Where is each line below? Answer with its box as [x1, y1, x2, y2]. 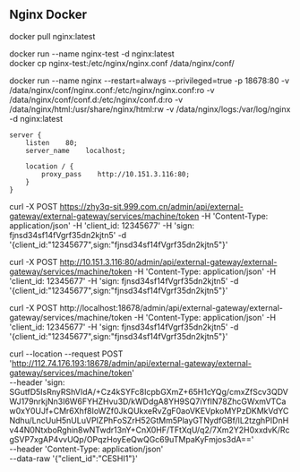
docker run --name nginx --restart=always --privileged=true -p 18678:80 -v [9, 75, 289, 86]
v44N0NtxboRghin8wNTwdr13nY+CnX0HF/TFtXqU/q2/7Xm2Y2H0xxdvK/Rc [9, 425, 290, 435]
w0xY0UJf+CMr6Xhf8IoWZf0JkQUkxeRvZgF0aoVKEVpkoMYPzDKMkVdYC [9, 405, 289, 416]
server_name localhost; [25, 146, 126, 155]
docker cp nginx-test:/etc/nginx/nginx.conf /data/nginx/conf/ [9, 57, 235, 68]
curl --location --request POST [9, 348, 124, 359]
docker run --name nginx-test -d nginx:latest [9, 48, 175, 59]
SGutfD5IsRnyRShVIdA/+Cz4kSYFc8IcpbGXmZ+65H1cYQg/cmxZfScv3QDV [9, 386, 288, 397]
